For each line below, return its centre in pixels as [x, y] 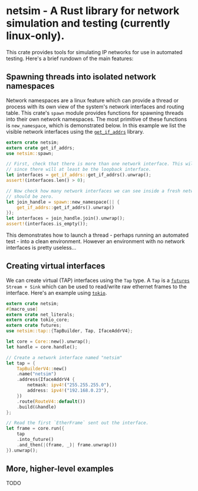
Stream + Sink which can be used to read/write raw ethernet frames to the [96, 286]
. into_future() [35, 440]
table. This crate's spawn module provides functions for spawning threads [95, 112]
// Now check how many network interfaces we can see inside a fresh [93, 191]
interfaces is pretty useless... [41, 248]
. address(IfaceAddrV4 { [46, 380]
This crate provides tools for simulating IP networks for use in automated [94, 52]
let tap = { [21, 363]
